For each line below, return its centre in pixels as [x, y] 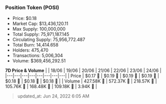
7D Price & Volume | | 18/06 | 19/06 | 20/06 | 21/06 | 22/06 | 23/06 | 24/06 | [83, 70]
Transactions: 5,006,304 [38, 55]
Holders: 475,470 [30, 50]
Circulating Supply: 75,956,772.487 [49, 39]
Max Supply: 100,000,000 [39, 29]
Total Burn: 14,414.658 [35, 45]
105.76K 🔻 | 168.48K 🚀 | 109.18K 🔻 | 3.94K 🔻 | [51, 86]
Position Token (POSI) [32, 7]
